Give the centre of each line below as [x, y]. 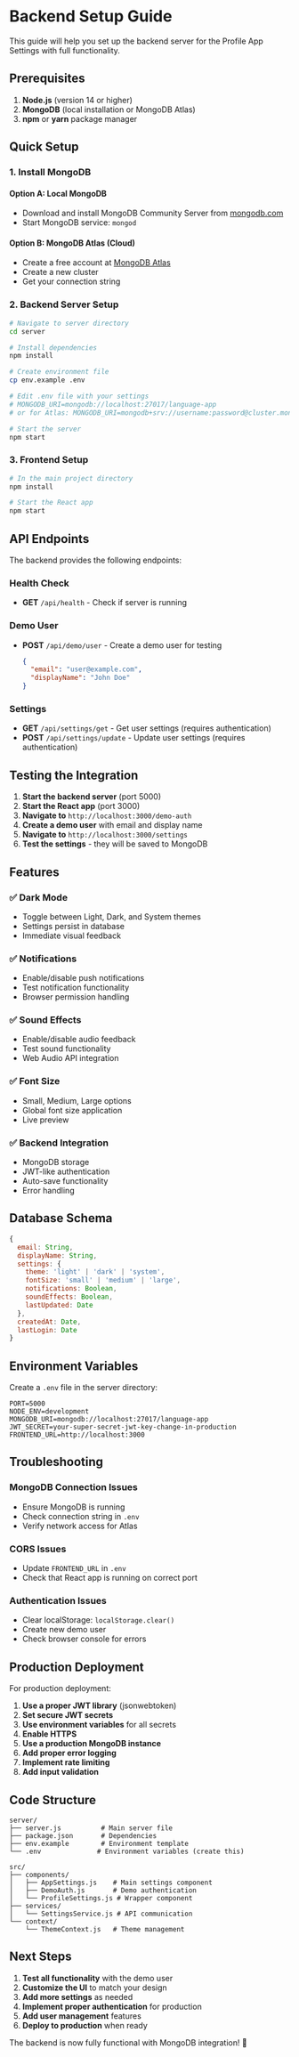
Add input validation [61, 1772]
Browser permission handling [76, 997]
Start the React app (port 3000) [81, 806]
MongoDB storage [56, 1162]
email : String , [45, 1247]
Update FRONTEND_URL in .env [74, 1568]
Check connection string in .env [81, 1516]
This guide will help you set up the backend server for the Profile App [137, 41]
